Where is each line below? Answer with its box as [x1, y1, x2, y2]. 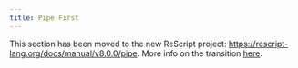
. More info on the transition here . [137, 47, 262, 59]
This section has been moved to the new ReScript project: [9, 38, 227, 49]
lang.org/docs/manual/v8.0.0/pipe [9, 47, 139, 59]
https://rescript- [228, 38, 289, 49]
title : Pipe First [9, 13, 79, 23]
